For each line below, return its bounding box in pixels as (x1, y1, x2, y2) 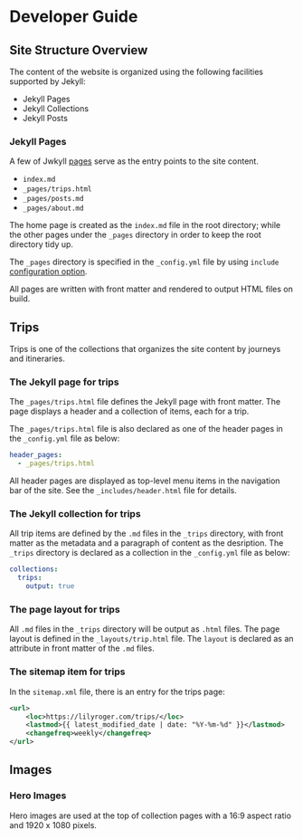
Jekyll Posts (22, 113, 68, 123)
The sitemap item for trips (9, 665, 126, 678)
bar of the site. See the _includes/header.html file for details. (9, 485, 237, 496)
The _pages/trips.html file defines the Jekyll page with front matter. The (9, 396, 281, 407)
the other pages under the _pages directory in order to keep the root (9, 229, 262, 241)
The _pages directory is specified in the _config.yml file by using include (9, 256, 279, 268)
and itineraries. (9, 353, 65, 364)
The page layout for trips (9, 604, 120, 615)
